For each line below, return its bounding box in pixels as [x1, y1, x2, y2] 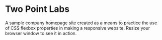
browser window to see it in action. [5, 30, 77, 36]
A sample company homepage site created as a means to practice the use [5, 20, 158, 26]
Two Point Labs [5, 3, 70, 15]
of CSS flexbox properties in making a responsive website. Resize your [5, 25, 150, 31]
